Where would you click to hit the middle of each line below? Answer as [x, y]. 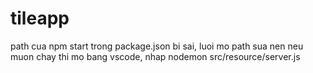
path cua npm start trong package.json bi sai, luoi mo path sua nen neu [157, 46]
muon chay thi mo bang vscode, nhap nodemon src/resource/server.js [155, 56]
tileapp [40, 18]
